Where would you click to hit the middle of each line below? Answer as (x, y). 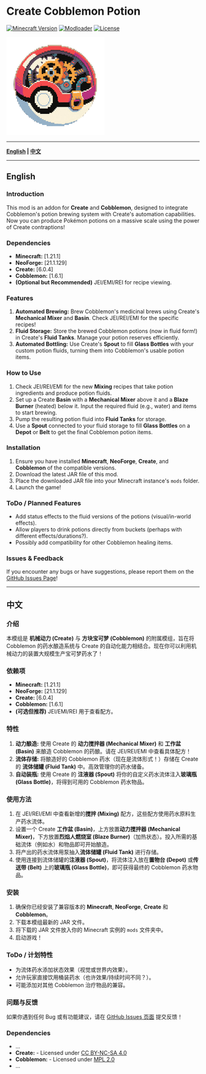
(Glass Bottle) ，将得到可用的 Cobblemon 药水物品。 (82, 782)
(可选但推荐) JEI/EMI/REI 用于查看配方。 (66, 712)
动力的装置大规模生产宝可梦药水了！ (57, 653)
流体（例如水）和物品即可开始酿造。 (66, 844)
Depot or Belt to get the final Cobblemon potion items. (84, 432)
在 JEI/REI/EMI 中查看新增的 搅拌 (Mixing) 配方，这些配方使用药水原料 (103, 813)
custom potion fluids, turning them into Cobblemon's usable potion (100, 351)
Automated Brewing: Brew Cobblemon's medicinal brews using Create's (107, 311)
